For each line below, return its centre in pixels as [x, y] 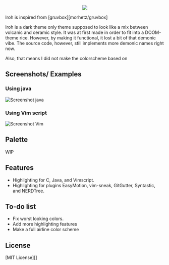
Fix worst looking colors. [38, 219]
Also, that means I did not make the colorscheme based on [66, 58]
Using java [18, 89]
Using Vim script [26, 113]
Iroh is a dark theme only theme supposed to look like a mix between [77, 27]
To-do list [21, 207]
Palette [17, 140]
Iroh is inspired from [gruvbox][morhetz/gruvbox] [57, 17]
